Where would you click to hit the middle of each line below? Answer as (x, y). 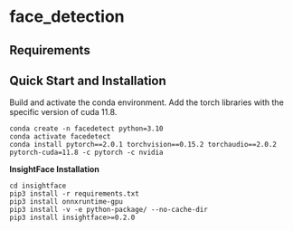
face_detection (67, 17)
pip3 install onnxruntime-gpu (66, 202)
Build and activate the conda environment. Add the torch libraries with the (147, 102)
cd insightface (38, 186)
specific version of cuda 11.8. (63, 112)
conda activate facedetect (60, 137)
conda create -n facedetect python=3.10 (87, 129)
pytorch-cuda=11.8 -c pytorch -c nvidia (87, 153)
